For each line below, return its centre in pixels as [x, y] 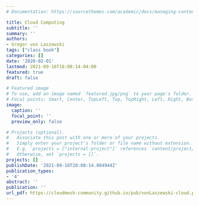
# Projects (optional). [36, 132]
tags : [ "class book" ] [33, 50]
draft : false [22, 78]
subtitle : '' [22, 28]
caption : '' [26, 111]
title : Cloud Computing [36, 22]
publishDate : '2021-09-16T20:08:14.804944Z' [62, 165]
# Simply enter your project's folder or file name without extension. [99, 143]
